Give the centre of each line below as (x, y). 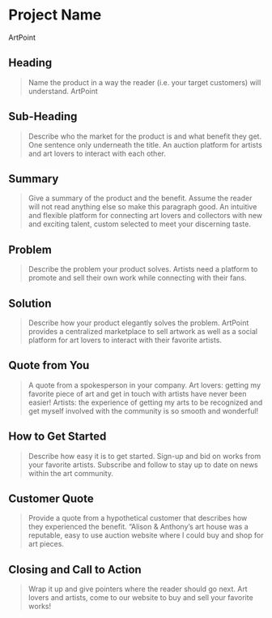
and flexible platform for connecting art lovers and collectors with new (145, 216)
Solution (30, 303)
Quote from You (49, 365)
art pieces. (46, 544)
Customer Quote (51, 499)
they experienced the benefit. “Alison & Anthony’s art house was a (138, 527)
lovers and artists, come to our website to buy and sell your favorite (140, 598)
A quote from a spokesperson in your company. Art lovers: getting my (144, 385)
